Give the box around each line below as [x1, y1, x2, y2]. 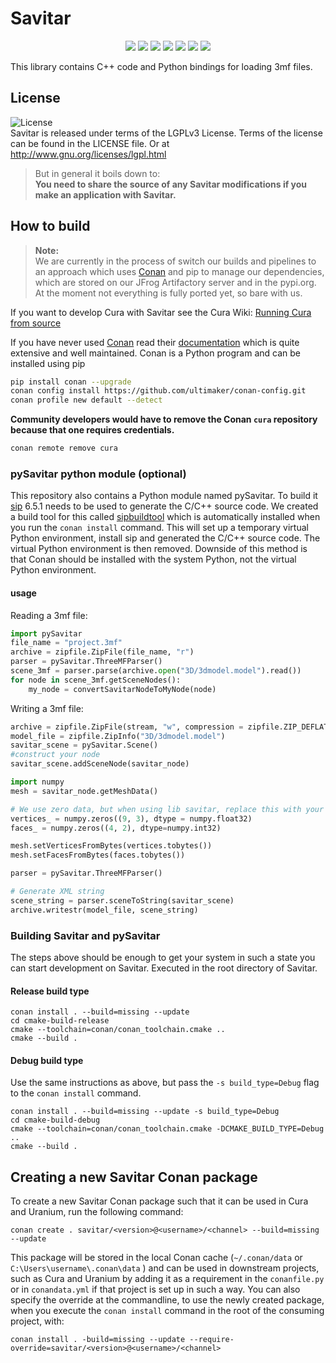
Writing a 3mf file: [10, 702, 84, 714]
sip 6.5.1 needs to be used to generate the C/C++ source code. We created [10, 500, 319, 512]
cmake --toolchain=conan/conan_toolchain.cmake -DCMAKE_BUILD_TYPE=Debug [10, 1124, 325, 1134]
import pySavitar [10, 628, 83, 639]
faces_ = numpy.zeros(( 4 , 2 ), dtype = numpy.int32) [10, 823, 222, 833]
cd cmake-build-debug [10, 1115, 101, 1126]
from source [10, 317, 62, 329]
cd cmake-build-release [10, 1016, 110, 1026]
